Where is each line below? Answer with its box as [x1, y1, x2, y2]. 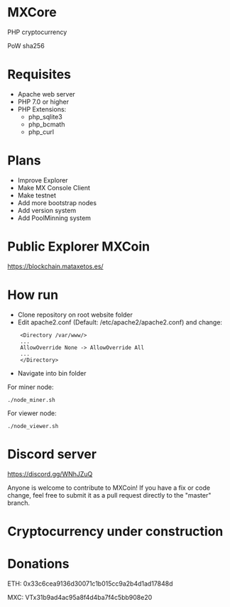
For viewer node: [7, 409, 57, 417]
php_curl [28, 127, 55, 136]
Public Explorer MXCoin [7, 239, 150, 254]
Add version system [17, 206, 77, 214]
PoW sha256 [7, 41, 45, 50]
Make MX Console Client [17, 183, 91, 192]
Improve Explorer [17, 175, 69, 185]
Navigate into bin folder [17, 368, 87, 377]
